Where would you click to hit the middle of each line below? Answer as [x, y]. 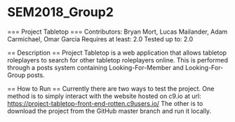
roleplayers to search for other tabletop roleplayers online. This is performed [117, 60]
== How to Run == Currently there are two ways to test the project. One [111, 88]
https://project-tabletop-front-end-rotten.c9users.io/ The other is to [105, 103]
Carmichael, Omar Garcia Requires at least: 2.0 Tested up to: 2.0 [100, 39]
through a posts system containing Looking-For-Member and [95, 67]
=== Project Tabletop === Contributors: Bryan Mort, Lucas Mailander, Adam [117, 32]
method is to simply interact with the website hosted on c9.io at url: [104, 96]
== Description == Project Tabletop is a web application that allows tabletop [117, 53]
